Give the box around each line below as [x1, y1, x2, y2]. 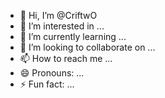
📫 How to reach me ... [19, 53, 113, 64]
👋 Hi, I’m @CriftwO [19, 10, 98, 21]
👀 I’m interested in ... [19, 20, 105, 32]
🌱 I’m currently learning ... [19, 31, 127, 42]
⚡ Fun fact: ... [19, 78, 75, 90]
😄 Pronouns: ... [19, 67, 85, 79]
